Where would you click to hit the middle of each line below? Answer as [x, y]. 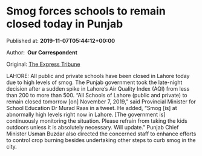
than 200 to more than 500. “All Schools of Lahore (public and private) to [97, 95]
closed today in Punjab [65, 24]
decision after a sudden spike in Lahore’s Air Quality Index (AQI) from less [98, 88]
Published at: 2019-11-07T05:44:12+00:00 [61, 41]
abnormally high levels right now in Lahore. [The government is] [86, 114]
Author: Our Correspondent [42, 52]
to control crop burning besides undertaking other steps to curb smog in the [101, 140]
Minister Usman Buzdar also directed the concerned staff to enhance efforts [101, 134]
